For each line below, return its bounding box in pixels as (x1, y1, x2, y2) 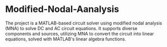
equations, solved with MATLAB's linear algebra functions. (5, 36, 127, 42)
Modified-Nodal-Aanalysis (5, 3, 119, 15)
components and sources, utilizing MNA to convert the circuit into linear (5, 30, 154, 36)
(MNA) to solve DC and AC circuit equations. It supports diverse (5, 25, 137, 31)
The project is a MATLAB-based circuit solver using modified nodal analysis (5, 20, 162, 26)
